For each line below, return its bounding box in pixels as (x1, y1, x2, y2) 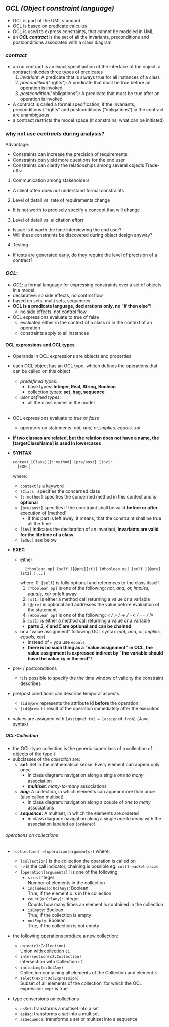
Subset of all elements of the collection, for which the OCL (20, 980, 142, 986)
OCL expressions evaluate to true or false (12, 415, 100, 421)
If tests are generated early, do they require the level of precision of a (12, 252, 157, 258)
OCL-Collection (5, 732, 38, 738)
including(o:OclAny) (20, 965, 64, 970)
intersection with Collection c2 (20, 959, 83, 965)
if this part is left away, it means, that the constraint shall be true (27, 515, 162, 521)
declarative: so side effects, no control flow (12, 292, 103, 298)
